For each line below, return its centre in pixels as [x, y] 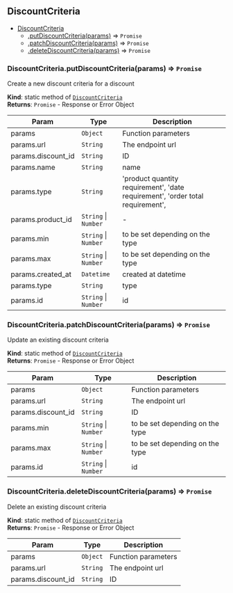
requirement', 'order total [163, 196]
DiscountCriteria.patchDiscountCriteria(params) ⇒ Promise [109, 325]
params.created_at [41, 274]
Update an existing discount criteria [58, 340]
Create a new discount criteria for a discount [71, 84]
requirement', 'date [154, 187]
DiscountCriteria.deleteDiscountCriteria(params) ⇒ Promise [110, 491]
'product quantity [150, 179]
